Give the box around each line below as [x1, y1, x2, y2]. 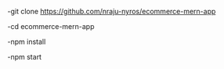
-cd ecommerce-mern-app [7, 22, 95, 31]
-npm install [7, 37, 46, 46]
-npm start [7, 53, 42, 61]
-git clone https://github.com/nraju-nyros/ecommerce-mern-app [7, 7, 216, 16]
